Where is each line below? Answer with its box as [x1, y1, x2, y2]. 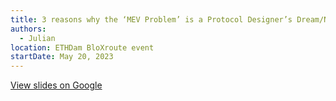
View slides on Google [10, 79, 103, 91]
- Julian [19, 33, 56, 43]
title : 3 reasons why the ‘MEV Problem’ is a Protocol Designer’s [10, 14, 293, 25]
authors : [10, 24, 47, 34]
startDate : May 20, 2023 [10, 52, 114, 62]
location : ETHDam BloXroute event [10, 42, 155, 53]
